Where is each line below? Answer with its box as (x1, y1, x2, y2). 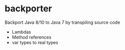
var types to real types (11, 39, 58, 45)
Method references (11, 34, 52, 40)
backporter (4, 3, 52, 14)
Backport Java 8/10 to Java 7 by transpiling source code (4, 19, 121, 25)
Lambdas (11, 29, 31, 35)
